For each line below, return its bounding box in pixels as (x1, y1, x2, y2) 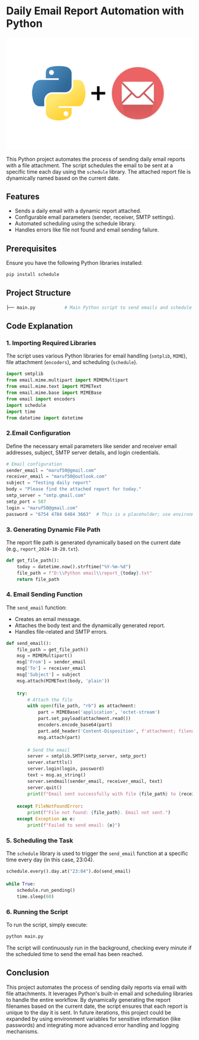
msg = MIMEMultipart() (17, 653, 73, 659)
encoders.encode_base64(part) (37, 722, 113, 728)
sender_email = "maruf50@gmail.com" (6, 467, 97, 474)
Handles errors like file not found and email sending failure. (14, 226, 159, 233)
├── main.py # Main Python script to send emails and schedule (6, 305, 192, 311)
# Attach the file (27, 697, 73, 703)
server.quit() (27, 784, 62, 791)
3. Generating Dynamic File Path (6, 525, 101, 534)
